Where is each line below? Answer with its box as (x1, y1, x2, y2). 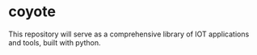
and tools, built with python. (8, 37, 101, 47)
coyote (8, 2, 57, 21)
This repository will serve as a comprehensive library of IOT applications (8, 29, 250, 39)
